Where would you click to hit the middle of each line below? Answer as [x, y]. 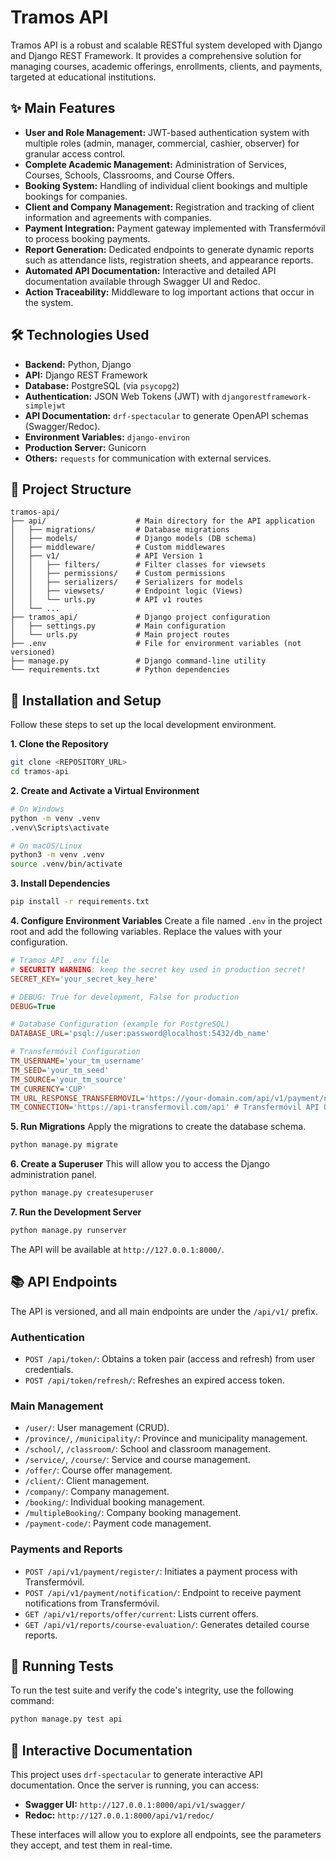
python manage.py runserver [69, 1231]
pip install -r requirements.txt [80, 902]
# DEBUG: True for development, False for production [125, 997]
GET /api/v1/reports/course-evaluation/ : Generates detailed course [167, 1624]
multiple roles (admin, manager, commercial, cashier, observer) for [162, 143]
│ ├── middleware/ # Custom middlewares [118, 547]
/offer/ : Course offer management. [98, 1470]
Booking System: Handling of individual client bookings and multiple [166, 185]
